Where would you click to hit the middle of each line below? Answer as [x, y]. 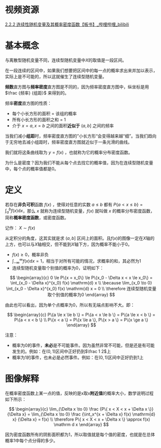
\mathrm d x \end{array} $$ [81, 424]
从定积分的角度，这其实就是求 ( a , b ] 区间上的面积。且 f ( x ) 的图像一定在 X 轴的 [80, 238]
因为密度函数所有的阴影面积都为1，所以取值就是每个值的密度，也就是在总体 [80, 434]
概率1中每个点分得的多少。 [31, 440]
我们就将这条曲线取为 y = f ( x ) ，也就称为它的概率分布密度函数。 [69, 152]
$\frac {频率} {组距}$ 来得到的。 [37, 93]
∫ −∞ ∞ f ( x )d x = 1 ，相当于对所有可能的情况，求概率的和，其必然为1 [76, 261]
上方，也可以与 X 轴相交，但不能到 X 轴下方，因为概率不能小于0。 [68, 244]
